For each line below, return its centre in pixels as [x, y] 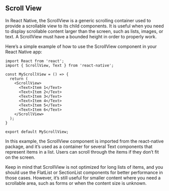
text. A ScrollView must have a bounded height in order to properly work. [81, 36]
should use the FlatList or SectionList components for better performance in [84, 172]
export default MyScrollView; [37, 132]
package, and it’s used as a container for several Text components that [79, 147]
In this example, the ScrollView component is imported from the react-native [84, 141]
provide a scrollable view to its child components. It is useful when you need [84, 26]
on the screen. [20, 157]
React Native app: [24, 52]
